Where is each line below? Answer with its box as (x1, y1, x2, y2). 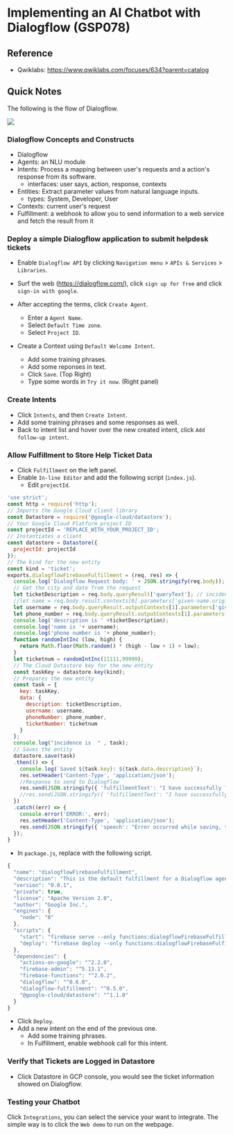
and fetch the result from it (17, 217, 94, 225)
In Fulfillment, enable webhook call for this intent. (27, 1039, 169, 1047)
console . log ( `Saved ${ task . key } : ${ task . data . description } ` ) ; (19, 765, 203, 772)
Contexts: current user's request (17, 202, 111, 210)
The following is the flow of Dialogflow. (7, 104, 119, 113)
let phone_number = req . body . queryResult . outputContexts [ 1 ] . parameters (13, 610, 225, 618)
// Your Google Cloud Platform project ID (7, 520, 132, 527)
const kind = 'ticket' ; (7, 565, 76, 572)
